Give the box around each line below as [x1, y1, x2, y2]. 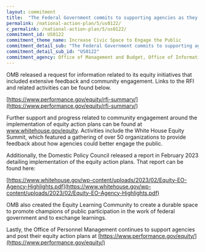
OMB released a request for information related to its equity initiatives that [6, 71, 192, 78]
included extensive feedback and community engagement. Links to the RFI [6, 77, 194, 85]
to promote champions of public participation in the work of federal [6, 208, 175, 215]
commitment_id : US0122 [6, 32, 64, 38]
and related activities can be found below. [6, 83, 112, 91]
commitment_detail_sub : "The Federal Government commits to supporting [6, 43, 192, 49]
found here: [6, 164, 35, 172]
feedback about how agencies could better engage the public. [6, 139, 163, 147]
